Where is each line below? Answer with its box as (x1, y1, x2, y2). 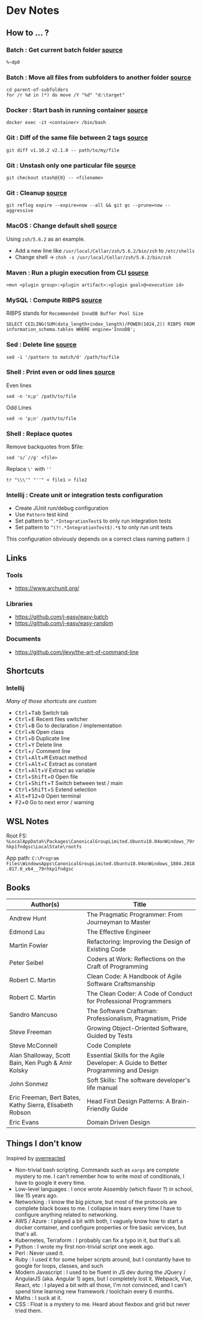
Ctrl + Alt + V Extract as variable (14, 767, 95, 774)
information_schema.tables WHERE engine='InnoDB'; (6, 326, 136, 333)
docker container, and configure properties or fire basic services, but (14, 1223, 186, 1231)
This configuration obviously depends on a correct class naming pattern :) (6, 535, 190, 542)
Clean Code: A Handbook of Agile (87, 972, 182, 981)
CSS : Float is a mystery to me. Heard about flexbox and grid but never (14, 1300, 191, 1308)
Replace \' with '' (6, 465, 52, 473)
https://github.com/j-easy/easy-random (14, 619, 114, 627)
